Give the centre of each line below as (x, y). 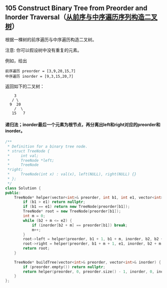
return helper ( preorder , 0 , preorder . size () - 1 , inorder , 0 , (89, 272)
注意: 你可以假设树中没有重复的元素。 (43, 50)
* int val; (23, 156)
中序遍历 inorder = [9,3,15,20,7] (39, 76)
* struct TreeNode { (29, 151)
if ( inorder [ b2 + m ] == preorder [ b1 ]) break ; (80, 225)
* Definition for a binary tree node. (47, 146)
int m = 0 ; (34, 216)
